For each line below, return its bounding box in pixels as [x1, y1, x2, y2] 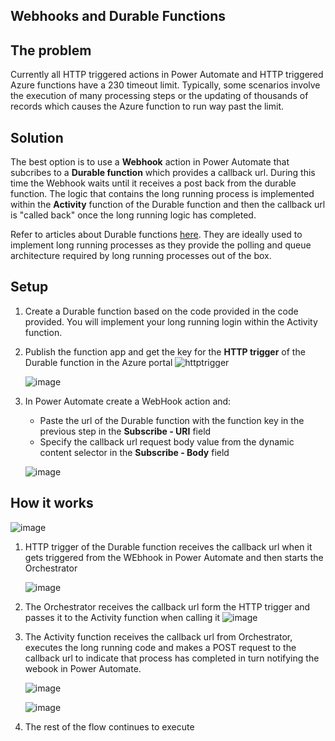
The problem [10, 42, 92, 59]
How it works [10, 495, 94, 512]
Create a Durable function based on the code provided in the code [24, 305, 299, 317]
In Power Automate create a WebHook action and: [24, 395, 232, 407]
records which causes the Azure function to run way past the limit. [10, 100, 285, 113]
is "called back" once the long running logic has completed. [10, 209, 257, 221]
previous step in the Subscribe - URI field [39, 425, 212, 437]
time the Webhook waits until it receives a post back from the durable [10, 177, 297, 189]
